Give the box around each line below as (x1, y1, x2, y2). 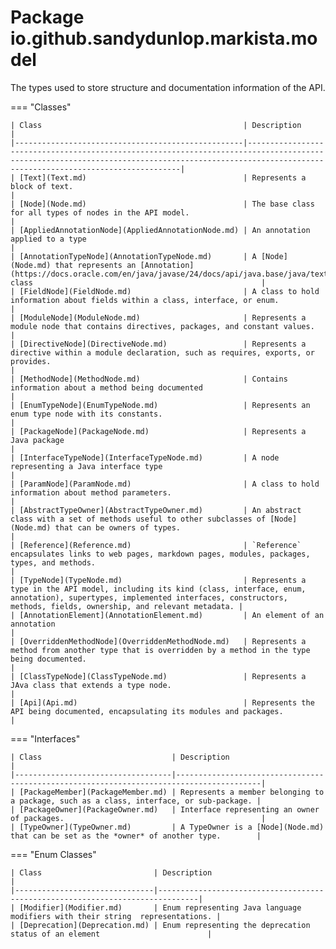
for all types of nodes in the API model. (10, 207, 190, 218)
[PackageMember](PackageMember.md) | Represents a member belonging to (19, 787, 325, 797)
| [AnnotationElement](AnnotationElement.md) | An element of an (10, 610, 325, 620)
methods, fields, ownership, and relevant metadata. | (10, 601, 244, 611)
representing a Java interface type (10, 461, 163, 471)
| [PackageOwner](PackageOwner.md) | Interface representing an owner (10, 804, 320, 815)
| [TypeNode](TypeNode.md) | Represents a (10, 575, 307, 585)
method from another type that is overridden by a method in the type (10, 645, 311, 655)
